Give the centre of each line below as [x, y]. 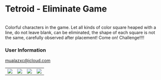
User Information [26, 50]
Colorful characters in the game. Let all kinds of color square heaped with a [81, 27]
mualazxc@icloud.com [28, 61]
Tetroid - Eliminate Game [56, 9]
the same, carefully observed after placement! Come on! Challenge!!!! [75, 38]
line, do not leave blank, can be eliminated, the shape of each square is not [80, 32]
